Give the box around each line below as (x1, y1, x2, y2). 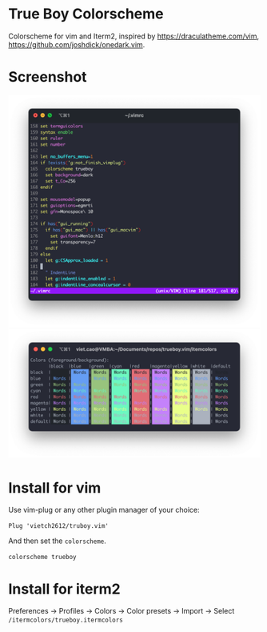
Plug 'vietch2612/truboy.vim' (8, 522, 110, 530)
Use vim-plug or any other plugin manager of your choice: (8, 505, 200, 515)
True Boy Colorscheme (8, 5, 164, 23)
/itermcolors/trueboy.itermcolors (8, 616, 124, 625)
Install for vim (8, 478, 102, 497)
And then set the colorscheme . (8, 536, 106, 545)
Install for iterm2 (8, 580, 122, 598)
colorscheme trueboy (8, 554, 78, 562)
